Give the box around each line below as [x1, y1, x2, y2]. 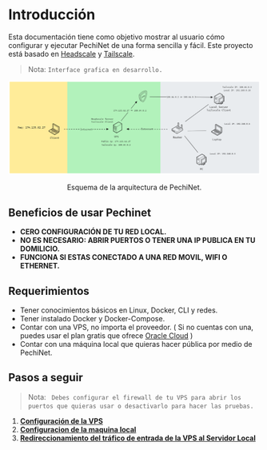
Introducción [8, 6, 96, 24]
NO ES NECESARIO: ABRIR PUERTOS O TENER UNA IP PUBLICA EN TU [19, 236, 256, 245]
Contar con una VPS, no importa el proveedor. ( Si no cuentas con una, [19, 322, 254, 333]
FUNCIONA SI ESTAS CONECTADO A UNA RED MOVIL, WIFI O [19, 253, 228, 262]
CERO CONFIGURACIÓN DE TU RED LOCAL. [19, 227, 167, 237]
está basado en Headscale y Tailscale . [8, 49, 135, 58]
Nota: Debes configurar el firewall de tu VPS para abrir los [27, 392, 241, 401]
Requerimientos [8, 284, 90, 297]
